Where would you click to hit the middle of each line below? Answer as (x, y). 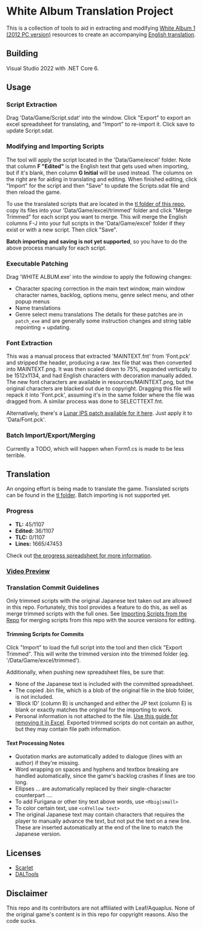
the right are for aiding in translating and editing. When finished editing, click (102, 179)
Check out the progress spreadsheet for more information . (79, 555)
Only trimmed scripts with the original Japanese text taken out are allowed (99, 600)
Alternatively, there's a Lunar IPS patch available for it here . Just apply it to (99, 413)
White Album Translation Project (90, 11)
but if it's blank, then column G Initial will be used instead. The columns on (99, 173)
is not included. (34, 697)
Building (22, 54)
